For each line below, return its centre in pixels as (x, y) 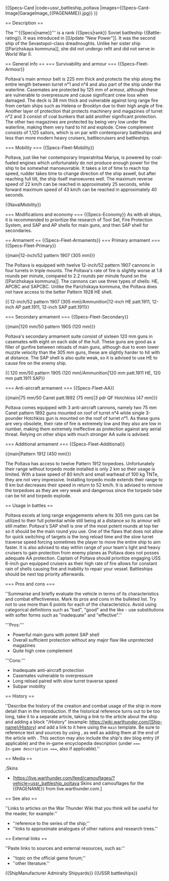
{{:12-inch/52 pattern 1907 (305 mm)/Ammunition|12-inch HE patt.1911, (78, 302)
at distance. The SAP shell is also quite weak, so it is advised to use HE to (81, 358)
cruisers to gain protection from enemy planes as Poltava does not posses (82, 553)
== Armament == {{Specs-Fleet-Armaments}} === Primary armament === (83, 240)
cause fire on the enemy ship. (36, 363)
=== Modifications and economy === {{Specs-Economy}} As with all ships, (83, 214)
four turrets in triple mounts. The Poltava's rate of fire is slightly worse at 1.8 (84, 270)
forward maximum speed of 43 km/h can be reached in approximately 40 (81, 190)
